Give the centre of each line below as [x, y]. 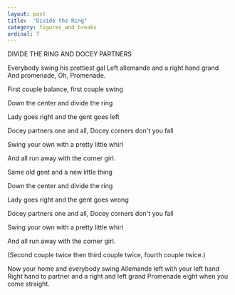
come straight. [28, 284]
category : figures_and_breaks [52, 27]
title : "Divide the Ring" [47, 21]
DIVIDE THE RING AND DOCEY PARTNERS [69, 54]
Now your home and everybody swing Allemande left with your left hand [114, 269]
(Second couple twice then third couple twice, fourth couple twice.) [106, 255]
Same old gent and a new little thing [60, 172]
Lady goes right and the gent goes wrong [68, 200]
